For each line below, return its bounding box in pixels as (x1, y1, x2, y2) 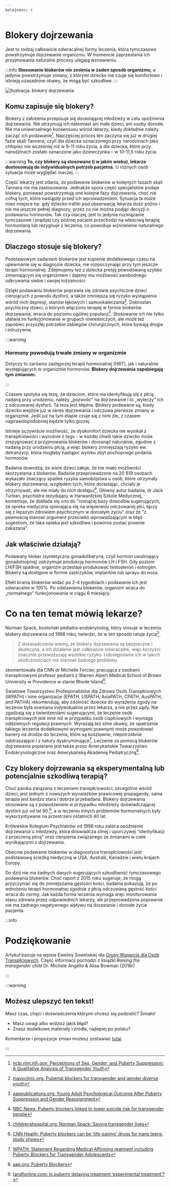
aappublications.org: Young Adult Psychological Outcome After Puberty (12, 1090, 162, 1097)
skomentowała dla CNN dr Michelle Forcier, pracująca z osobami (5, 667, 140, 673)
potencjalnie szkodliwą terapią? (5, 772, 108, 780)
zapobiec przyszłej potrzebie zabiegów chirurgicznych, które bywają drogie (5, 321, 163, 327)
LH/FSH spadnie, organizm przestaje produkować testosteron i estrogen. (5, 564, 157, 570)
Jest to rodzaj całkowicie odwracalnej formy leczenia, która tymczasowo (5, 46, 157, 52)
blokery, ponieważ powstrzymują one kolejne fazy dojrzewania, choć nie (5, 190, 157, 196)
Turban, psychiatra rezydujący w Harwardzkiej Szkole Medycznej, (5, 493, 143, 499)
